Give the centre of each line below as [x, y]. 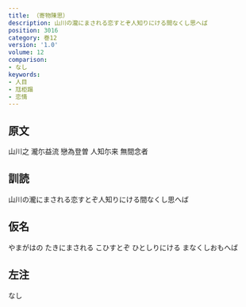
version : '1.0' [33, 45]
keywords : [25, 75]
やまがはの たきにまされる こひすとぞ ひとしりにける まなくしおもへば [123, 248]
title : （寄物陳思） [38, 15]
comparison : [28, 60]
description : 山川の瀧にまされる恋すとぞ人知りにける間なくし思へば [108, 23]
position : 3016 [33, 30]
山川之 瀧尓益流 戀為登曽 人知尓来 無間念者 [78, 152]
